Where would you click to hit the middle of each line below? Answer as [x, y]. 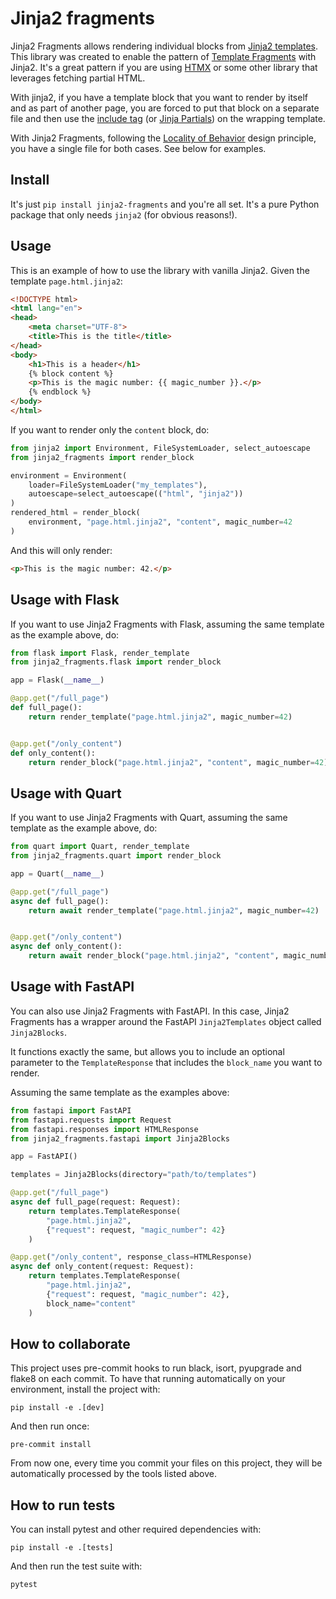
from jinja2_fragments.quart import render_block [116, 856]
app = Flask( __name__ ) [57, 680]
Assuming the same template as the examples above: [120, 1092]
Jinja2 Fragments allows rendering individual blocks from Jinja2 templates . [164, 46]
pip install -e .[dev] [57, 1408]
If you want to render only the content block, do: [110, 429]
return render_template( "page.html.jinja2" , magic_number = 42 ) [160, 717]
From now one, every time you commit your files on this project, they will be [166, 1463]
